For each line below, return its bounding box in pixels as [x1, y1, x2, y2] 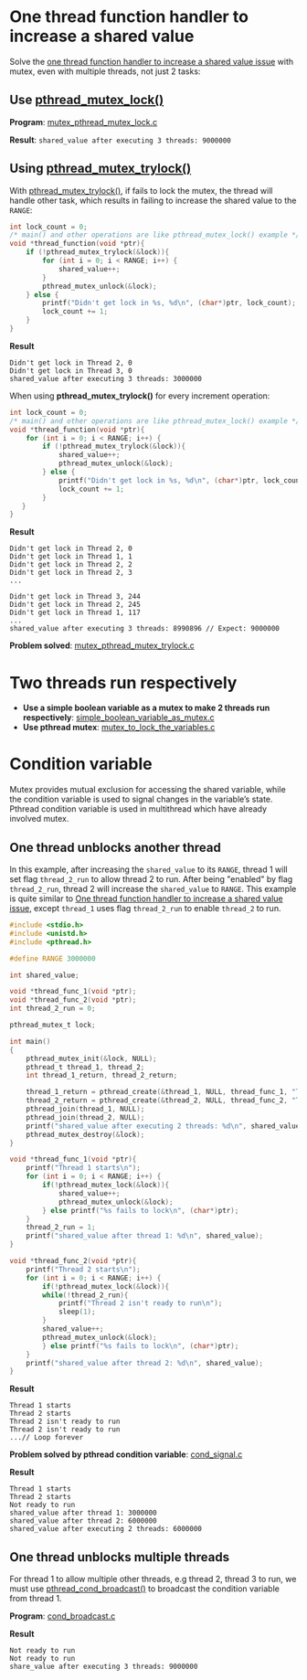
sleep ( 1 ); [58, 1307, 96, 1317]
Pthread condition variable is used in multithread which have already [9, 803, 268, 814]
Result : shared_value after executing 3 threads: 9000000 [9, 134, 231, 145]
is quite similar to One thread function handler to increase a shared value [9, 893, 283, 904]
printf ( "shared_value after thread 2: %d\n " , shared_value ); [26, 1358, 263, 1367]
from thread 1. [9, 1593, 62, 1604]
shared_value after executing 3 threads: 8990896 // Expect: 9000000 [9, 624, 281, 633]
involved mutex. [9, 813, 69, 824]
